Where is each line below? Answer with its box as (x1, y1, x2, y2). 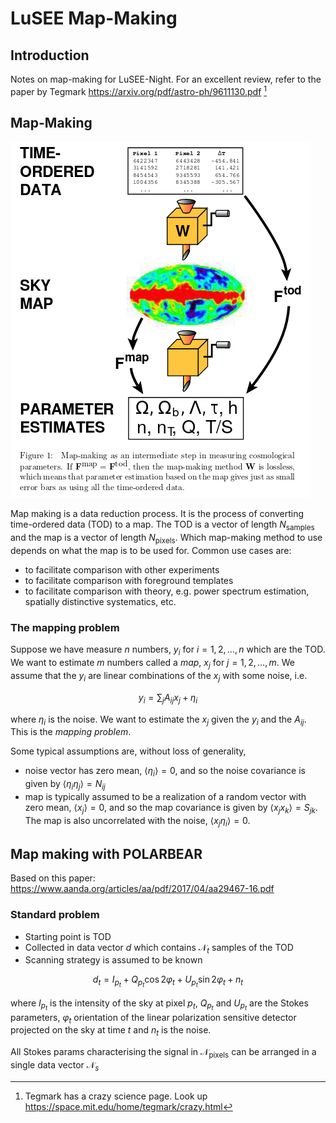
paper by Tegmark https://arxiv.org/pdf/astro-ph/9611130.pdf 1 (10, 84, 267, 97)
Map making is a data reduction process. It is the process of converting (10, 508, 305, 520)
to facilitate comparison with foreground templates (24, 575, 234, 587)
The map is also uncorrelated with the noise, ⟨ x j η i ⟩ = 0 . (24, 814, 251, 829)
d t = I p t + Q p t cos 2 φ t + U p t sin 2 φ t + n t (92, 973, 244, 989)
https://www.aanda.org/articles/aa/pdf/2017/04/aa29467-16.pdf (10, 883, 275, 895)
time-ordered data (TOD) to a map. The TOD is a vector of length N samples (10, 518, 315, 533)
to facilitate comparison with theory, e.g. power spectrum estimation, (24, 585, 310, 597)
